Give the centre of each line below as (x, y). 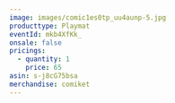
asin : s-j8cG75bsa (44, 76)
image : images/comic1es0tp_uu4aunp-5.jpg (88, 17)
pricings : (28, 51)
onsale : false (36, 43)
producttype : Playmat (50, 26)
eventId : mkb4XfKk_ (46, 34)
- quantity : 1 (44, 59)
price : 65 (44, 68)
